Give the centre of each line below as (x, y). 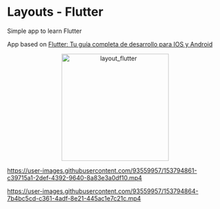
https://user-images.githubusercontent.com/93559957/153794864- (103, 191)
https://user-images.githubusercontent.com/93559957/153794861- (102, 170)
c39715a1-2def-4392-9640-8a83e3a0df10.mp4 (75, 177)
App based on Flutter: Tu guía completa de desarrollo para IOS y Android (110, 44)
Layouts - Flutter (56, 12)
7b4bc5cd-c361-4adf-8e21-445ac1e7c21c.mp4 (74, 198)
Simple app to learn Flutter (45, 31)
